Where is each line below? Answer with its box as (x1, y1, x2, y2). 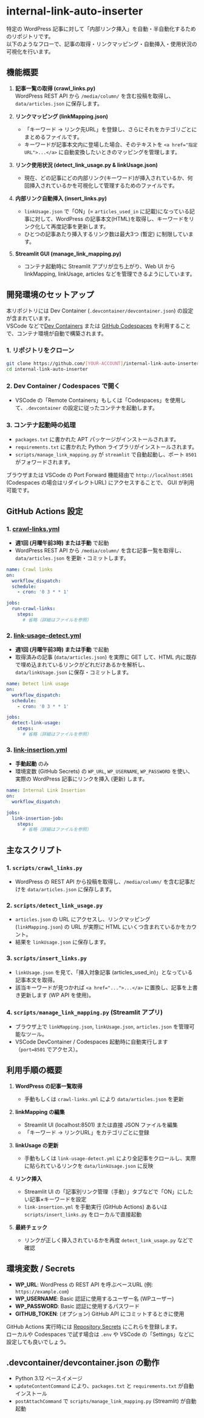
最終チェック (15, 1223, 47, 1230)
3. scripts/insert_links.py (6, 954, 87, 963)
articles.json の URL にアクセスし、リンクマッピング (15, 915, 151, 923)
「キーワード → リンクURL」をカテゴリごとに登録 (24, 1128, 150, 1136)
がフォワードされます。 (15, 458, 74, 466)
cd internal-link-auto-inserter (6, 366, 88, 372)
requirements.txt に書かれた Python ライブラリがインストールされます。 (15, 443, 198, 450)
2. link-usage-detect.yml (6, 631, 81, 640)
